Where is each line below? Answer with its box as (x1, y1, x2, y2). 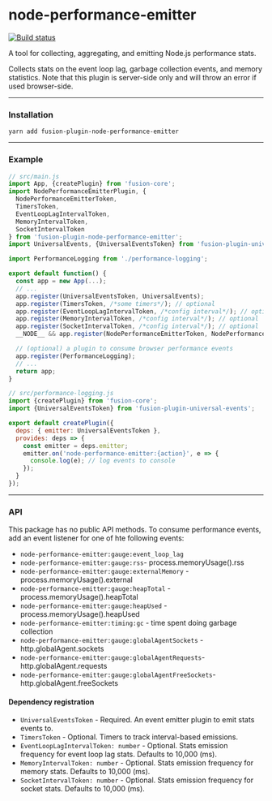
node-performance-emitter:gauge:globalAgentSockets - (19, 635, 204, 645)
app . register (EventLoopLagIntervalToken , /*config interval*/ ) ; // (15, 307, 249, 316)
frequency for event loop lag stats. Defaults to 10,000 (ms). (19, 749, 217, 760)
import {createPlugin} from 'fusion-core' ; (8, 397, 158, 405)
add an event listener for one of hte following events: (8, 533, 185, 543)
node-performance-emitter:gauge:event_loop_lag (19, 550, 184, 559)
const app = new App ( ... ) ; (15, 278, 107, 286)
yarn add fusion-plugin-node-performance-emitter (8, 127, 180, 136)
